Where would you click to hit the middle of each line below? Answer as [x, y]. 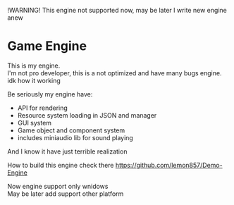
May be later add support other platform [66, 194]
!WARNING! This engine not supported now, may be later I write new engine [117, 10]
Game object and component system [71, 130]
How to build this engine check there [61, 165]
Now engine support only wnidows [58, 186]
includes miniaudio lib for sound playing [75, 137]
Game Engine [47, 46]
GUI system [34, 123]
